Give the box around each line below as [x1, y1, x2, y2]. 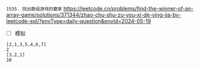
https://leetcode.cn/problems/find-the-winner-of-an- [63, 5, 194, 12]
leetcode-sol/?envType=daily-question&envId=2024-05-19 [6, 18, 151, 24]
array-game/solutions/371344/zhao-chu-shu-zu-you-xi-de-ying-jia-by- [6, 11, 182, 18]
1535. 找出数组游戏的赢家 [6, 6, 62, 12]
